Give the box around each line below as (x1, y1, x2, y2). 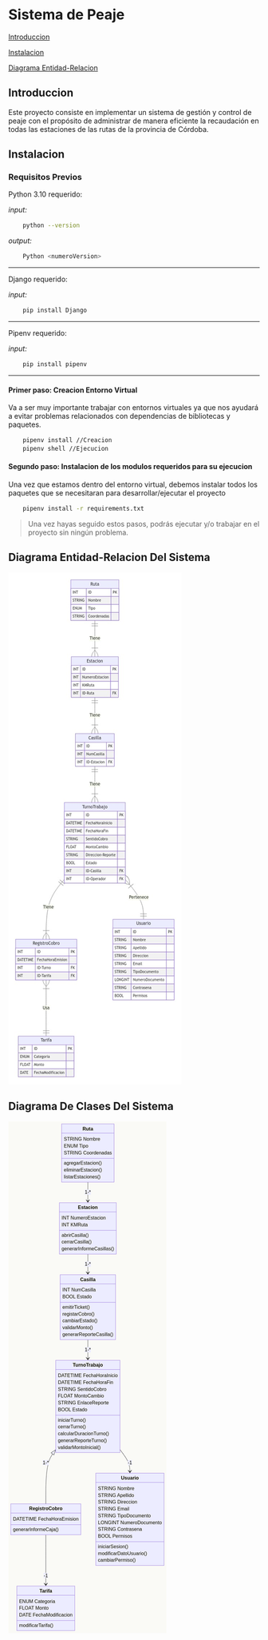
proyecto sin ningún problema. (27, 527, 129, 537)
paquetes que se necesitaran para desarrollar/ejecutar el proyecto (8, 488, 226, 498)
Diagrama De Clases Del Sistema (8, 1100, 174, 1113)
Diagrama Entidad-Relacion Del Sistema (8, 551, 211, 564)
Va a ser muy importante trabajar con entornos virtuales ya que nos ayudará (8, 403, 259, 412)
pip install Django (22, 306, 88, 315)
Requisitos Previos (8, 172, 82, 183)
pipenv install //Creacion (22, 436, 112, 444)
